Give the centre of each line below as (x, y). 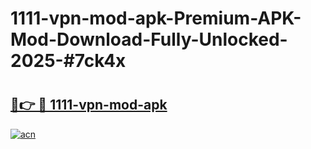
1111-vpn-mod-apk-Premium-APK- (156, 18)
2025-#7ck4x (68, 61)
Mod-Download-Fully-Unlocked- (149, 39)
